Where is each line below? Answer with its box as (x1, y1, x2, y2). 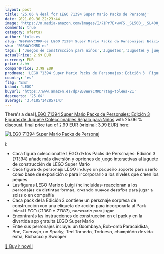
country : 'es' (5, 75, 34, 80)
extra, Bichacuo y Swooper (12, 234, 67, 240)
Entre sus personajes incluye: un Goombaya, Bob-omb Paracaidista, (12, 223, 149, 230)
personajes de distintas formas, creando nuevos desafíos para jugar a (12, 187, 153, 193)
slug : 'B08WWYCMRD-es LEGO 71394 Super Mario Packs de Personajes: (5, 39, 145, 44)
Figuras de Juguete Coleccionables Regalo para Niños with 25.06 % (5, 117, 143, 123)
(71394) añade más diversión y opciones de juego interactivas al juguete (12, 156, 159, 162)
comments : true (5, 25, 36, 30)
